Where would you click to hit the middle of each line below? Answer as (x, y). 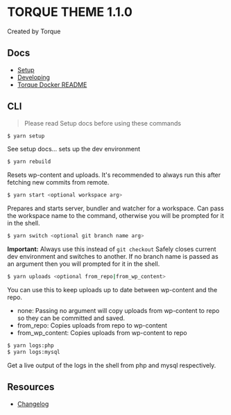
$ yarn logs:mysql (34, 352)
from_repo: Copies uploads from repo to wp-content (92, 325)
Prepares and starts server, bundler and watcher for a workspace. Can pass (115, 208)
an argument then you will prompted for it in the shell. (84, 264)
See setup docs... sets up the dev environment (74, 149)
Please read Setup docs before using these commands (103, 123)
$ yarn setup (26, 136)
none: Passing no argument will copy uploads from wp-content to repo (118, 310)
